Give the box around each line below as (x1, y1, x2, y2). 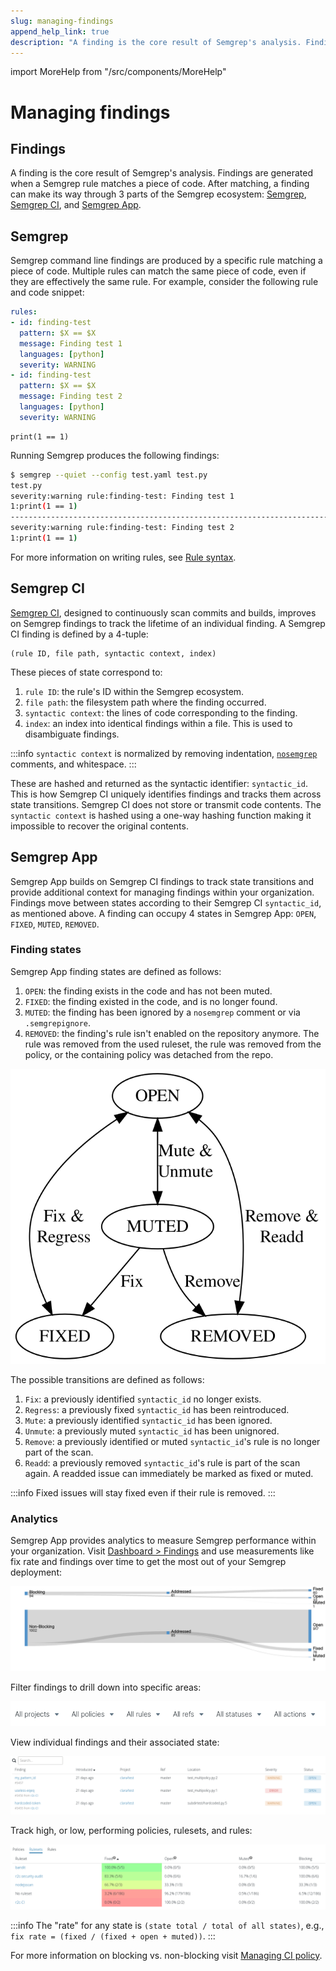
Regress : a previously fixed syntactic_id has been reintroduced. (24, 1403, 290, 1415)
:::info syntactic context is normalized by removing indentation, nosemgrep (10, 747, 318, 759)
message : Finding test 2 (19, 391, 123, 402)
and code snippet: (10, 286, 85, 299)
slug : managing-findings (10, 16, 114, 26)
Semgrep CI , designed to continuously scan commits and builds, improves (10, 606, 317, 619)
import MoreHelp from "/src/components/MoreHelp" (10, 66, 227, 78)
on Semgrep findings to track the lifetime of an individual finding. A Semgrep (10, 617, 326, 629)
